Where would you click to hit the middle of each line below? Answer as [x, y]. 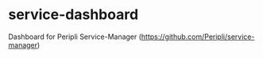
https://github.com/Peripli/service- [198, 37]
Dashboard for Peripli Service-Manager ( [75, 37]
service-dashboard [73, 15]
